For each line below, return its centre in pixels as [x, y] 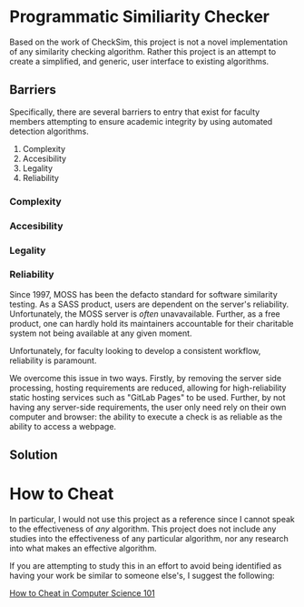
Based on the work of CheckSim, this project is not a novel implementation [149, 42]
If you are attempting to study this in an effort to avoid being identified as [146, 566]
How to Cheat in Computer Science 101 [83, 593]
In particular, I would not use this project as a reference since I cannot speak [152, 520]
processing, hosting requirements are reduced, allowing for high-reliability [148, 388]
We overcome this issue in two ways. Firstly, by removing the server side [146, 378]
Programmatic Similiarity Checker [140, 17]
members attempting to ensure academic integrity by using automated [141, 121]
